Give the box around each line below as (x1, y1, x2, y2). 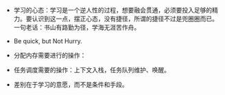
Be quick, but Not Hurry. (13, 37, 82, 45)
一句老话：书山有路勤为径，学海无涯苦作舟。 (13, 23, 141, 31)
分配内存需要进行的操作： (13, 51, 86, 59)
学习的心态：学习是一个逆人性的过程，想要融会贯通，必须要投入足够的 (13, 6, 213, 14)
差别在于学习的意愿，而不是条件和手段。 (13, 81, 128, 88)
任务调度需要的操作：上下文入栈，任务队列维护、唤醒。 (13, 66, 170, 74)
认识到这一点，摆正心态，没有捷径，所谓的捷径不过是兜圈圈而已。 (32, 14, 218, 23)
